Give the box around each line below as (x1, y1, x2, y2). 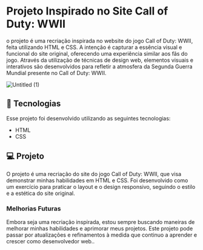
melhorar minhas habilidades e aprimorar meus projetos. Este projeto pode (6, 225, 193, 232)
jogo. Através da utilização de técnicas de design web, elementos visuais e (6, 56, 194, 64)
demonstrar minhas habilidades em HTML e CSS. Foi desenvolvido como (6, 177, 188, 184)
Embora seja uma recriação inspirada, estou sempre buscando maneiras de (6, 218, 195, 225)
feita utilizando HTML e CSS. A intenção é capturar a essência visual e (6, 44, 182, 51)
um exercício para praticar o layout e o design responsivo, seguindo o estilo (6, 183, 196, 190)
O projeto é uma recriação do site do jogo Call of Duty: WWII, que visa (6, 170, 182, 177)
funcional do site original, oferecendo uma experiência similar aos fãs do (6, 50, 188, 57)
